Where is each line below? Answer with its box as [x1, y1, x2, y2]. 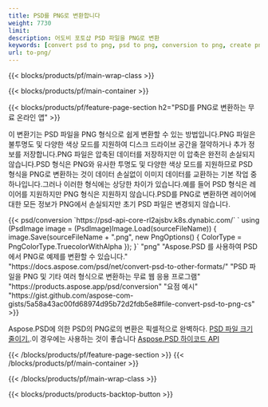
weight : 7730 [8, 19, 52, 27]
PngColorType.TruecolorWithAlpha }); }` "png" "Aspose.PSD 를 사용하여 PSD [8, 242, 258, 251]
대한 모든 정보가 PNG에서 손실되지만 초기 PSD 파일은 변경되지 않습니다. [8, 200, 231, 208]
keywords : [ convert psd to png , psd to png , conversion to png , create [8, 41, 251, 49]
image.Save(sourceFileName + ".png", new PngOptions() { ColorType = [8, 232, 242, 242]
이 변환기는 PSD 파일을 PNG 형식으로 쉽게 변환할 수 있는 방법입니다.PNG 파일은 [8, 129, 256, 139]
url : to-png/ [8, 49, 52, 57]
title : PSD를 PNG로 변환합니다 [8, 11, 100, 20]
